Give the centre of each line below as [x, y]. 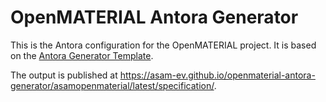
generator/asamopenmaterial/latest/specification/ [112, 85]
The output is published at [64, 75]
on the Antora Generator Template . [82, 55]
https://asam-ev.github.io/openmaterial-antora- [217, 75]
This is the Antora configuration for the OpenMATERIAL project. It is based [163, 45]
